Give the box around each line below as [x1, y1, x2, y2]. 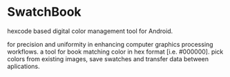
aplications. [7, 62, 40, 70]
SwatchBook [7, 4, 82, 20]
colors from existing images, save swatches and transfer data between [7, 54, 209, 63]
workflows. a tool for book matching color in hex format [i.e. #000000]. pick [7, 47, 224, 56]
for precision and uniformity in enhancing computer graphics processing [7, 40, 213, 48]
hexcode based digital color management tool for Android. [7, 27, 173, 35]
